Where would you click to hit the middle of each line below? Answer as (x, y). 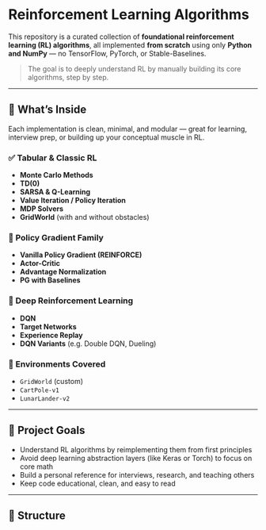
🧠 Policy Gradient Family (56, 237)
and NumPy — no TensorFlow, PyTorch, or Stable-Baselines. (107, 53)
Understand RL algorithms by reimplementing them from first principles (136, 449)
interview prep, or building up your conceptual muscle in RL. (106, 137)
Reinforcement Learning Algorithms (129, 15)
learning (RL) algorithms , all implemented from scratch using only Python (130, 44)
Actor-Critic (40, 263)
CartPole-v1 (39, 390)
